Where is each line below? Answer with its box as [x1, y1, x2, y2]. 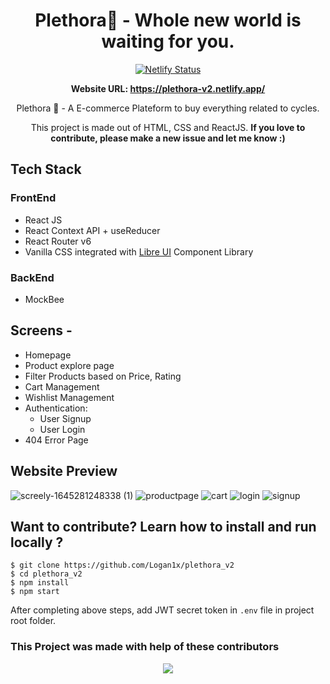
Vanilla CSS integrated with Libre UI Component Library [24, 245, 254, 258]
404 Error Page [24, 434, 89, 446]
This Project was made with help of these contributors [10, 640, 280, 654]
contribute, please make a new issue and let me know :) [50, 132, 286, 144]
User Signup [39, 412, 92, 424]
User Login [39, 423, 86, 435]
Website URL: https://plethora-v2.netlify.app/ [70, 82, 266, 94]
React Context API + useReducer [24, 224, 161, 236]
